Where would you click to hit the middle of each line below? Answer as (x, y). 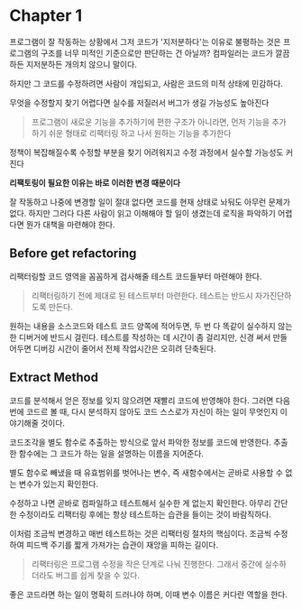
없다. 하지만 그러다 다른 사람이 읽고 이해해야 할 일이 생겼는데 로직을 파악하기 (143, 213)
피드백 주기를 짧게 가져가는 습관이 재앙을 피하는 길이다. (122, 544)
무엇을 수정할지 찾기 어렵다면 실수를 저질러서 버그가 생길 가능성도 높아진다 (139, 102)
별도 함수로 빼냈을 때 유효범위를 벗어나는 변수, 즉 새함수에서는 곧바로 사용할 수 (146, 472)
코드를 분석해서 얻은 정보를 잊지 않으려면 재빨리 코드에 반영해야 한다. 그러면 (142, 400)
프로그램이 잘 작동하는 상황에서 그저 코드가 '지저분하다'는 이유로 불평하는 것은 (145, 42)
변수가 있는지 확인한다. (59, 484)
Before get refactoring (73, 254)
